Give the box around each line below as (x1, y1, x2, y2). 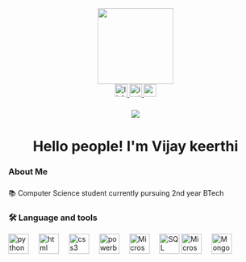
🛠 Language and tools (8, 212, 98, 223)
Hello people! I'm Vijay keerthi (32, 137, 239, 156)
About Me (8, 166, 48, 177)
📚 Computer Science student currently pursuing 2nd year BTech (8, 188, 224, 197)
